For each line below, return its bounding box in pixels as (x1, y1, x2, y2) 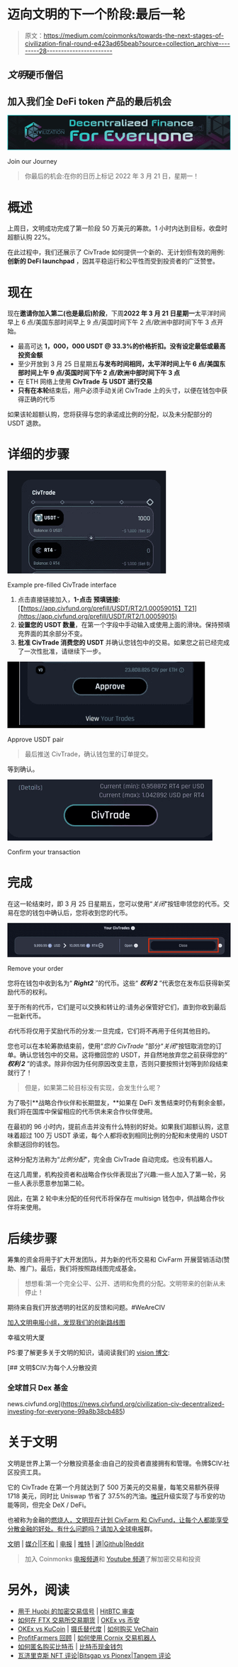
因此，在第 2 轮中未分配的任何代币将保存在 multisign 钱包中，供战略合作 (7, 1194, 219, 1203)
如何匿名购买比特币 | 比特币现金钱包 (17, 1642, 123, 1651)
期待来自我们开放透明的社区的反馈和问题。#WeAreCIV (7, 1303, 166, 1312)
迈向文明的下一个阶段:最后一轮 (7, 6, 186, 23)
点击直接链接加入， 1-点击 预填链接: (17, 595, 121, 604)
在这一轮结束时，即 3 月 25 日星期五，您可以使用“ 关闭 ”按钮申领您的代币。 (7, 899, 224, 908)
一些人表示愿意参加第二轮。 (7, 1179, 89, 1188)
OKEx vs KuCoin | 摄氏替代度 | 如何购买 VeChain (17, 1624, 159, 1633)
